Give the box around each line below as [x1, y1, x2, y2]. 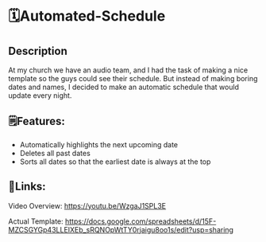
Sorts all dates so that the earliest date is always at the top [19, 157, 211, 166]
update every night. [8, 91, 72, 100]
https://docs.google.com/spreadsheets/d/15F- [64, 217, 217, 226]
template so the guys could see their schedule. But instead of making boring [8, 74, 258, 83]
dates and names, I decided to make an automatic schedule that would [8, 82, 240, 92]
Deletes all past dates [19, 148, 91, 158]
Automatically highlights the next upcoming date [19, 139, 179, 149]
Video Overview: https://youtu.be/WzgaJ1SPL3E [8, 201, 167, 210]
